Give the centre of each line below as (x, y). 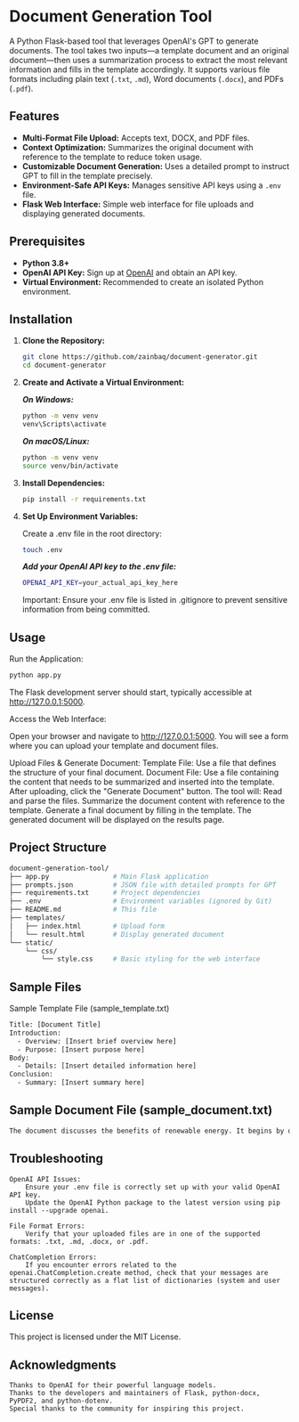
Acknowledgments (63, 1365)
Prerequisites (47, 242)
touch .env (42, 549)
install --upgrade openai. (59, 1210)
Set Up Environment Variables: (80, 516)
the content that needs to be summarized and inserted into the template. (142, 782)
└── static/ (31, 943)
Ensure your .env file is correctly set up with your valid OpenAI (153, 1187)
